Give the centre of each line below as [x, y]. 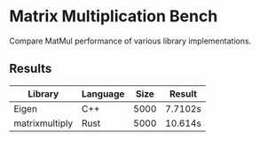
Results [31, 69]
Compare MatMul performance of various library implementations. [130, 41]
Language [103, 93]
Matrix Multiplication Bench [114, 16]
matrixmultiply [43, 123]
